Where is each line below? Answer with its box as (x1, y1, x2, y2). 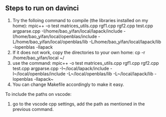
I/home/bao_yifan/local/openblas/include (12, 33, 97, 39)
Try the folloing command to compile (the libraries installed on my (12, 17, 148, 23)
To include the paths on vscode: (5, 91, 72, 97)
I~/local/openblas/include (12, 70, 66, 77)
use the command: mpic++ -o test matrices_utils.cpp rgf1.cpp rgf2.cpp (12, 60, 159, 66)
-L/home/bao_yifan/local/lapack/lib (89, 39, 161, 45)
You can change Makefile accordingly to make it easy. (12, 81, 124, 87)
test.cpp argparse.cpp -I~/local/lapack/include (12, 65, 109, 71)
